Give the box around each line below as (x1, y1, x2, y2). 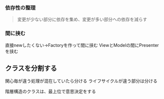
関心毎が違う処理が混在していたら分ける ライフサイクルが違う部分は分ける (5, 78, 158, 84)
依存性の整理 (5, 4, 36, 11)
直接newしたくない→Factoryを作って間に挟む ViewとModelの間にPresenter (5, 42, 159, 48)
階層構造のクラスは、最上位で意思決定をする (5, 89, 96, 95)
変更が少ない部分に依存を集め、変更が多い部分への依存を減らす (17, 16, 147, 23)
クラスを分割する (5, 64, 57, 72)
